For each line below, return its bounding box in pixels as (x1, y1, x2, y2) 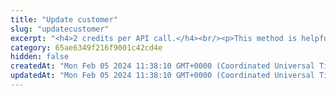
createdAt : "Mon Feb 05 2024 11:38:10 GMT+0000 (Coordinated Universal (10, 61, 315, 71)
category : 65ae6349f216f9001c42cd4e (10, 42, 163, 53)
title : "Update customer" (10, 14, 118, 25)
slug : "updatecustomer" (10, 24, 110, 34)
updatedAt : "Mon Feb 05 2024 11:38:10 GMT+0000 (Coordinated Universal (10, 71, 315, 81)
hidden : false (10, 52, 70, 62)
